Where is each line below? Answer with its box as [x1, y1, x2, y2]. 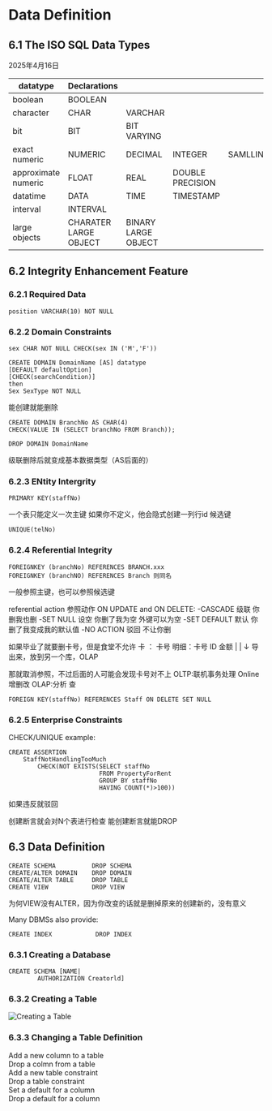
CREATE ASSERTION [8, 748, 67, 756]
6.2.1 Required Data [8, 289, 87, 300]
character [12, 107, 50, 118]
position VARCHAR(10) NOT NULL [8, 307, 114, 316]
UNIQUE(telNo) [8, 526, 57, 534]
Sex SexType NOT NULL [8, 387, 82, 395]
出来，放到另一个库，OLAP [8, 652, 99, 661]
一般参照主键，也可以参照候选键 [8, 587, 115, 596]
